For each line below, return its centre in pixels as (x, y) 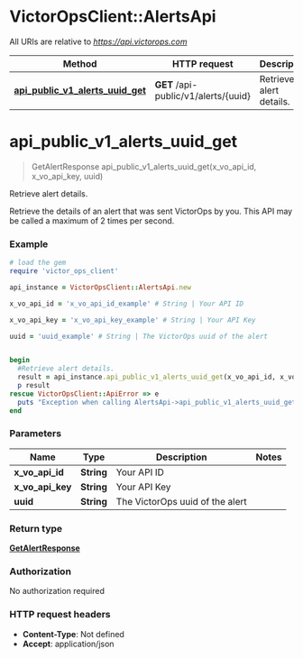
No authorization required (57, 591)
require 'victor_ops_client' (64, 271)
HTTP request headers (60, 615)
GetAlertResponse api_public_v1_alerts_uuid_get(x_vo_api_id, (144, 166)
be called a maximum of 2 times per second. (92, 220)
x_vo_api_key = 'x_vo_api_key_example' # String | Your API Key (133, 320)
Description (181, 457)
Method (80, 63)
